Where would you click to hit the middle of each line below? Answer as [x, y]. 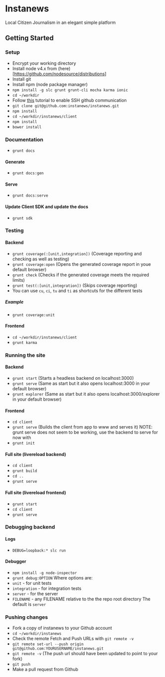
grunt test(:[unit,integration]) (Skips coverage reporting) [75, 285]
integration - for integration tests [47, 588]
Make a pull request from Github [45, 670]
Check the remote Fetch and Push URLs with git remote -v [73, 639]
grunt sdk [23, 218]
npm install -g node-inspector [45, 573]
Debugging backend [30, 527]
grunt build [25, 471]
